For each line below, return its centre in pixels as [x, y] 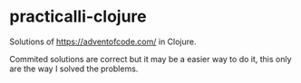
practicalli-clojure [78, 17]
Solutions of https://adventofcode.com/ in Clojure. [103, 41]
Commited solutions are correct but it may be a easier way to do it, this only [150, 59]
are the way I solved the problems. [74, 69]
